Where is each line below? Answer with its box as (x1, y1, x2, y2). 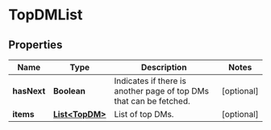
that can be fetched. (114, 95, 191, 107)
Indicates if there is (114, 75, 187, 86)
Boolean (52, 86, 86, 96)
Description (140, 62, 187, 73)
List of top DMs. (114, 109, 174, 120)
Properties (8, 38, 63, 52)
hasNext (12, 86, 46, 96)
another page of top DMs (114, 86, 210, 96)
